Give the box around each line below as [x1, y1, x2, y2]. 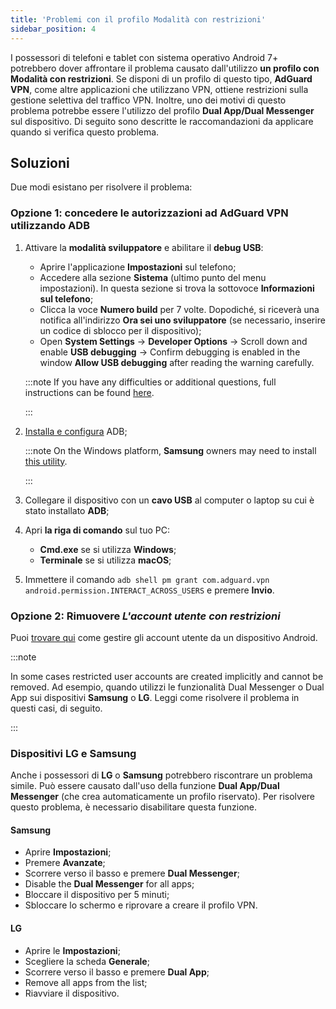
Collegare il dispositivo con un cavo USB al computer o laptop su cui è [24, 494, 315, 506]
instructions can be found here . [24, 386, 155, 398]
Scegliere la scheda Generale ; [24, 955, 150, 967]
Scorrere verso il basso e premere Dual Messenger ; [24, 867, 240, 880]
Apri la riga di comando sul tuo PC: [24, 524, 170, 536]
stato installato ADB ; [24, 504, 110, 516]
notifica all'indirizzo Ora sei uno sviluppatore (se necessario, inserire [39, 314, 326, 326]
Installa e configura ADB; [24, 425, 128, 437]
